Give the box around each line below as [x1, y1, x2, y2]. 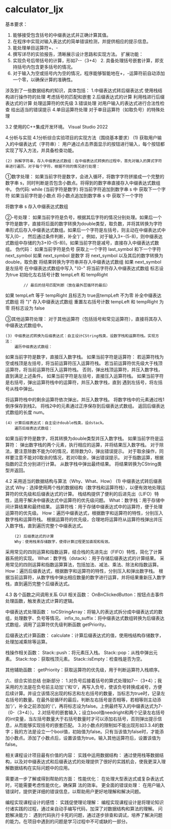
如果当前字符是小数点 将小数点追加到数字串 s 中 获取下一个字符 [11, 192, 144, 198]
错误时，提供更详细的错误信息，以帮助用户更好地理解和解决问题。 [5, 788, 144, 794]
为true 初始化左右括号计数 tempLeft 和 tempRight [5, 271, 108, 277]
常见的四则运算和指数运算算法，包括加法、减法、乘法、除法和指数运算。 [9, 561, 161, 567]
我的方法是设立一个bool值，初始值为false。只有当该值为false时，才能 [14, 728, 160, 735]
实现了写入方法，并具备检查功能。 [5, 147, 77, 153]
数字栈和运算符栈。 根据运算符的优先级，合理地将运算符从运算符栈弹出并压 [5, 516, 163, 522]
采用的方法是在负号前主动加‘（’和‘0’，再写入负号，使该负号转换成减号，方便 [5, 684, 162, 690]
